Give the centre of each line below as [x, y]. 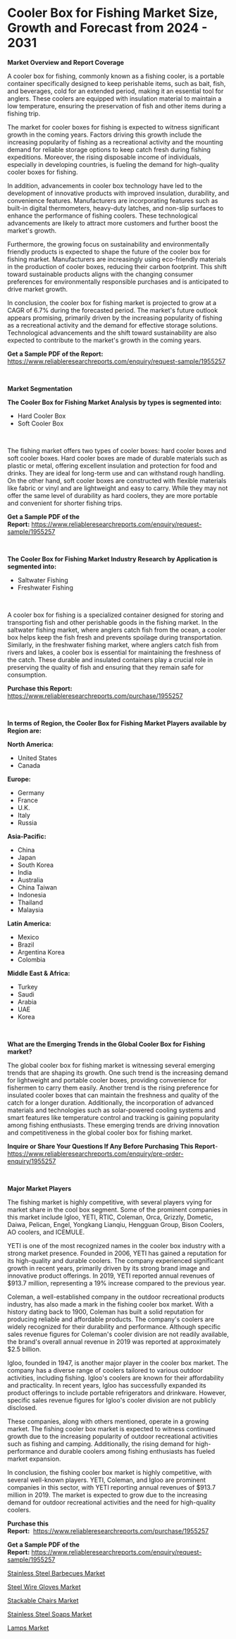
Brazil [26, 945]
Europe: [19, 779]
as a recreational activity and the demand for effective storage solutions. [113, 325]
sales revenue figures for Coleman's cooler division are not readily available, [118, 1334]
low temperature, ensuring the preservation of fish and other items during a [117, 106]
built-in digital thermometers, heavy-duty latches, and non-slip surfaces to [116, 208]
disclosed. [22, 1407]
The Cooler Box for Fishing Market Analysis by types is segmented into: [114, 402]
